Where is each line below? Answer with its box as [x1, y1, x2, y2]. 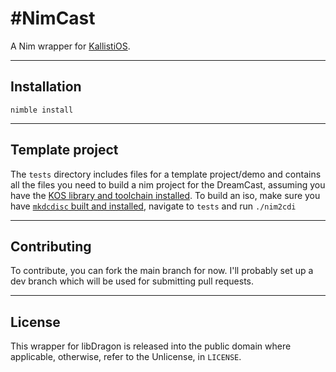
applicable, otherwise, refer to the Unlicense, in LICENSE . [10, 351, 242, 363]
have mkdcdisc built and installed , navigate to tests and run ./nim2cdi [10, 200, 297, 212]
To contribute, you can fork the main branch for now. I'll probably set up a [10, 265, 314, 277]
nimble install [10, 105, 74, 115]
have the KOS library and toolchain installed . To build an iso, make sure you [10, 189, 321, 201]
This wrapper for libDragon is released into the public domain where [10, 340, 292, 352]
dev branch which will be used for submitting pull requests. [10, 275, 255, 287]
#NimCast [10, 7, 96, 30]
